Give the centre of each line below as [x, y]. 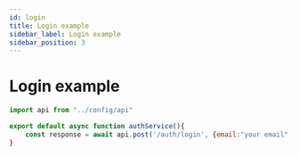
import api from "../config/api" [71, 111]
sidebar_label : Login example [65, 34]
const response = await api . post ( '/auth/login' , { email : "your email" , [159, 135]
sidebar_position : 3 [48, 42]
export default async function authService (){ [97, 127]
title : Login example [49, 26]
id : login [28, 17]
